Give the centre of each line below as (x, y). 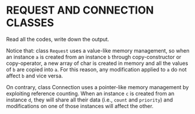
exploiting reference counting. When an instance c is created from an (90, 93)
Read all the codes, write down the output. (58, 39)
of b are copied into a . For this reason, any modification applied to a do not (97, 69)
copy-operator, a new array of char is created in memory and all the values (97, 63)
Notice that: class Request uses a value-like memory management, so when (98, 50)
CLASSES (30, 23)
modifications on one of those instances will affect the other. (80, 106)
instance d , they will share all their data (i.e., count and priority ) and (90, 100)
